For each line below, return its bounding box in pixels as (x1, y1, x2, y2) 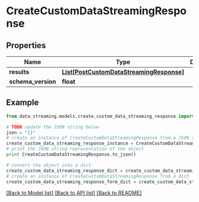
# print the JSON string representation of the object (6, 146, 145, 152)
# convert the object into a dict (6, 162, 92, 168)
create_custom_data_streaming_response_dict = (6, 168, 123, 174)
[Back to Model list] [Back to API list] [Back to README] (6, 190, 142, 197)
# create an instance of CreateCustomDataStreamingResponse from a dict (6, 173, 190, 179)
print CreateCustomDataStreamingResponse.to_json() (6, 152, 136, 158)
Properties (6, 40, 46, 50)
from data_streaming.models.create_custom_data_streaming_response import (6, 113, 195, 119)
